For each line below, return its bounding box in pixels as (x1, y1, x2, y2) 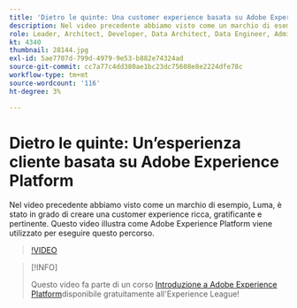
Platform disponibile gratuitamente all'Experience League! (30, 289, 240, 299)
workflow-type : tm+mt (9, 71, 89, 80)
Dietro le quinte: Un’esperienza (9, 133, 241, 153)
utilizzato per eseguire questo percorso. (9, 227, 155, 239)
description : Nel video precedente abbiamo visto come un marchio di (9, 21, 271, 30)
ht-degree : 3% (9, 87, 62, 96)
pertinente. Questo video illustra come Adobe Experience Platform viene (9, 219, 272, 229)
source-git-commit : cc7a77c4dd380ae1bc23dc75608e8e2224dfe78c (9, 63, 243, 72)
